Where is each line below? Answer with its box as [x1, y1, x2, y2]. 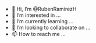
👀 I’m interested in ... [11, 12, 61, 19]
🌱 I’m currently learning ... [11, 18, 74, 24]
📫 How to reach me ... [11, 31, 66, 37]
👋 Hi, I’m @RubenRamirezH [11, 6, 77, 12]
